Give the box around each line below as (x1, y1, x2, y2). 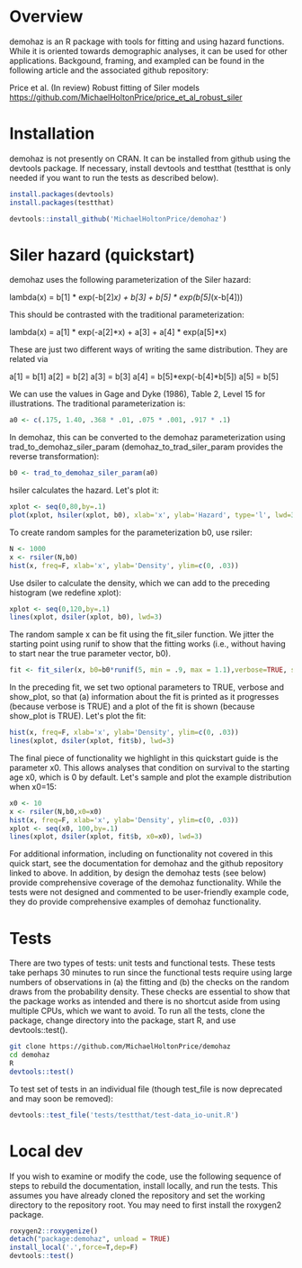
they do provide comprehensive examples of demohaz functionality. (9, 896, 262, 907)
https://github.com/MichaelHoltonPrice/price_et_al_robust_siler (9, 92, 243, 103)
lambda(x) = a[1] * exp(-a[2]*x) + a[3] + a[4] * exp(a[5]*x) (9, 327, 227, 338)
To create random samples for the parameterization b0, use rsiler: (9, 527, 253, 538)
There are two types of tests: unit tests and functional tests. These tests (9, 957, 276, 969)
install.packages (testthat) (9, 198, 115, 207)
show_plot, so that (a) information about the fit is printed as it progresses (9, 692, 280, 702)
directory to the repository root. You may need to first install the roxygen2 (9, 1200, 282, 1210)
